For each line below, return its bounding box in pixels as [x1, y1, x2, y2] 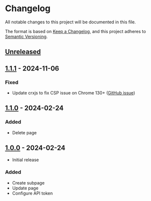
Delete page [12, 129, 37, 135]
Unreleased [5, 48, 41, 56]
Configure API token [12, 190, 53, 196]
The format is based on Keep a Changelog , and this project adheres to [5, 28, 146, 34]
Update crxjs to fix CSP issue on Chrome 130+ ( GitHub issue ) [12, 90, 135, 96]
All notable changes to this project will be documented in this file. [5, 19, 136, 25]
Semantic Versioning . [5, 34, 48, 39]
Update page [12, 185, 39, 191]
